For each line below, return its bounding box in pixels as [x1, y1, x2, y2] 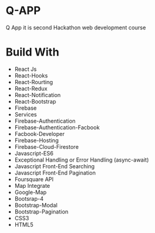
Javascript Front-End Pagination [14, 169, 96, 176]
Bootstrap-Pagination [14, 208, 68, 215]
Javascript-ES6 [14, 149, 54, 157]
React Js [14, 65, 37, 73]
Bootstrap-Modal [14, 201, 58, 209]
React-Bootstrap [14, 98, 56, 105]
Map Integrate [14, 182, 50, 189]
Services [14, 110, 37, 118]
